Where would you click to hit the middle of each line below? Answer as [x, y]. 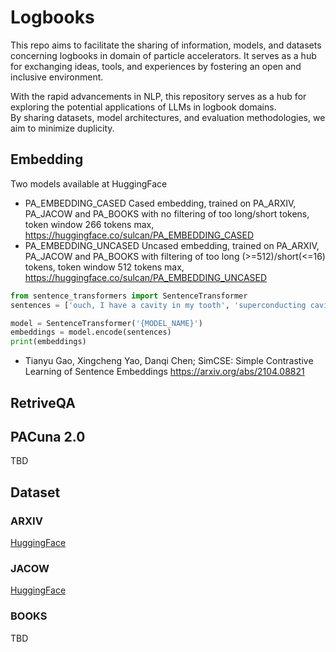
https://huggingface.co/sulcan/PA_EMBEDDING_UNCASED [146, 277]
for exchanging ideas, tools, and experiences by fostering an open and [156, 66]
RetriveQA [43, 402]
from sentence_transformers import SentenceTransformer [129, 296]
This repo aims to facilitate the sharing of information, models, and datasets [166, 45]
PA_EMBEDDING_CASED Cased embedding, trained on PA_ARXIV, [160, 203]
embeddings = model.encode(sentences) [91, 332]
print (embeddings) [48, 342]
